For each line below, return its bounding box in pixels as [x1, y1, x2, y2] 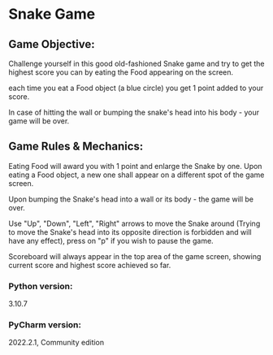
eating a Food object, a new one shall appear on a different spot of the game [8, 170, 265, 180]
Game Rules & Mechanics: [8, 140, 144, 154]
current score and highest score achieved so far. [8, 260, 171, 270]
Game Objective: [8, 37, 95, 51]
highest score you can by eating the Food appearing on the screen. [8, 67, 234, 77]
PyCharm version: [8, 319, 82, 331]
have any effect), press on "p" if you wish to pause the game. [8, 236, 214, 245]
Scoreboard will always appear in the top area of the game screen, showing [8, 251, 262, 261]
